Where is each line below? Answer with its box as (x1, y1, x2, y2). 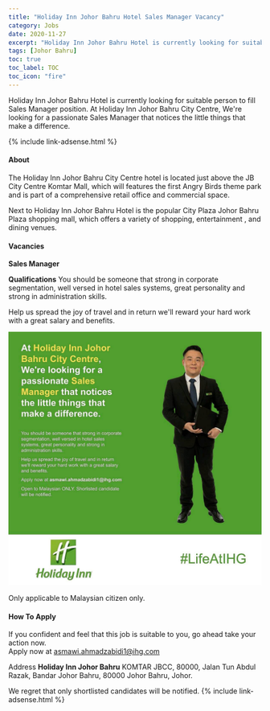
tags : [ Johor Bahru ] (8, 47, 78, 55)
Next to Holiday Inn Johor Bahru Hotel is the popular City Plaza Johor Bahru (8, 205, 260, 215)
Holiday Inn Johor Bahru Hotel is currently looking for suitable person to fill (8, 95, 256, 105)
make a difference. (8, 121, 71, 130)
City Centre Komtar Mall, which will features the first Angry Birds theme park (8, 181, 262, 191)
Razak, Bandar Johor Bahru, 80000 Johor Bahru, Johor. (8, 671, 193, 680)
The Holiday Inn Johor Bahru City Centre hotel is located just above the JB (8, 173, 255, 183)
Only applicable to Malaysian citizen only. (8, 594, 145, 603)
